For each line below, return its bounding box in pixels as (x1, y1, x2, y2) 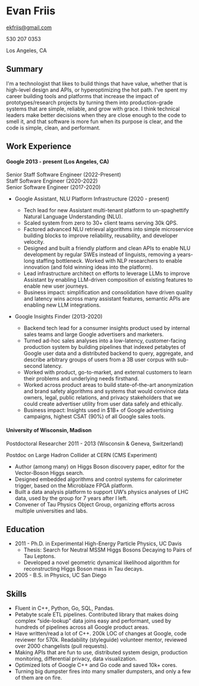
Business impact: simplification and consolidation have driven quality (23, 289, 193, 296)
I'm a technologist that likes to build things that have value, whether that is (6, 80, 188, 87)
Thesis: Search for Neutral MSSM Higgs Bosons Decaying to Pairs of (23, 546, 192, 553)
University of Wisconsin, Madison (6, 426, 92, 433)
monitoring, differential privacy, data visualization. (14, 655, 137, 662)
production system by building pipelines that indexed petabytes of (23, 344, 186, 351)
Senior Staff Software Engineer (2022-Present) (6, 171, 122, 178)
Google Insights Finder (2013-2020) (14, 313, 103, 320)
